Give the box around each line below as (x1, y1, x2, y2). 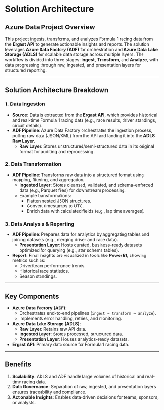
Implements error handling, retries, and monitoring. (19, 315, 122, 322)
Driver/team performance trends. (19, 263, 86, 269)
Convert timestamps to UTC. (26, 203, 84, 209)
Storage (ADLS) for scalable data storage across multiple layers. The (5, 51, 144, 57)
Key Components (5, 292, 59, 300)
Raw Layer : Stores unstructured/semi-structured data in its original (19, 143, 155, 149)
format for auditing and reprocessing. (19, 148, 95, 154)
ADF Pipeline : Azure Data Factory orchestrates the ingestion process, (12, 128, 153, 133)
